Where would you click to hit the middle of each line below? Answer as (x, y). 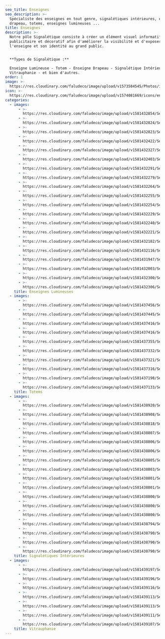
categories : (17, 100)
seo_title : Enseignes (27, 10)
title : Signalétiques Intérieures (49, 556)
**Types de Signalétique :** (39, 59)
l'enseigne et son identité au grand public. (57, 46)
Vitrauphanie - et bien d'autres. (45, 73)
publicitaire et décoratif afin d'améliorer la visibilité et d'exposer (85, 42)
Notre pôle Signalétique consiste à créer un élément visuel (73, 37)
